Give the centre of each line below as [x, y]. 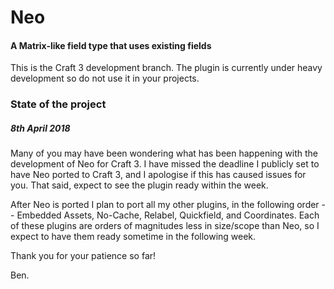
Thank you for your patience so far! [83, 256]
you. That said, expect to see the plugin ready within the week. [139, 185]
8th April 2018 [40, 128]
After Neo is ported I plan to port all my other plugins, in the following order [165, 205]
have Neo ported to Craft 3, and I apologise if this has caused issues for [158, 175]
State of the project [58, 104]
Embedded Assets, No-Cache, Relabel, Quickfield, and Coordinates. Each [168, 215]
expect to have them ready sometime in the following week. [133, 237]
